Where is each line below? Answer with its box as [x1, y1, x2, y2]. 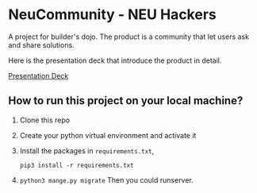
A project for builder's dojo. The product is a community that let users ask [8, 32, 250, 41]
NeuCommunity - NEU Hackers [8, 6, 217, 24]
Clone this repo [19, 115, 70, 125]
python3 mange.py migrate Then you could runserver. [19, 175, 194, 184]
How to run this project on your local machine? [8, 94, 244, 108]
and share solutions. [8, 40, 75, 49]
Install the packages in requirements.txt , [19, 145, 155, 156]
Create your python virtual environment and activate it [19, 130, 197, 140]
